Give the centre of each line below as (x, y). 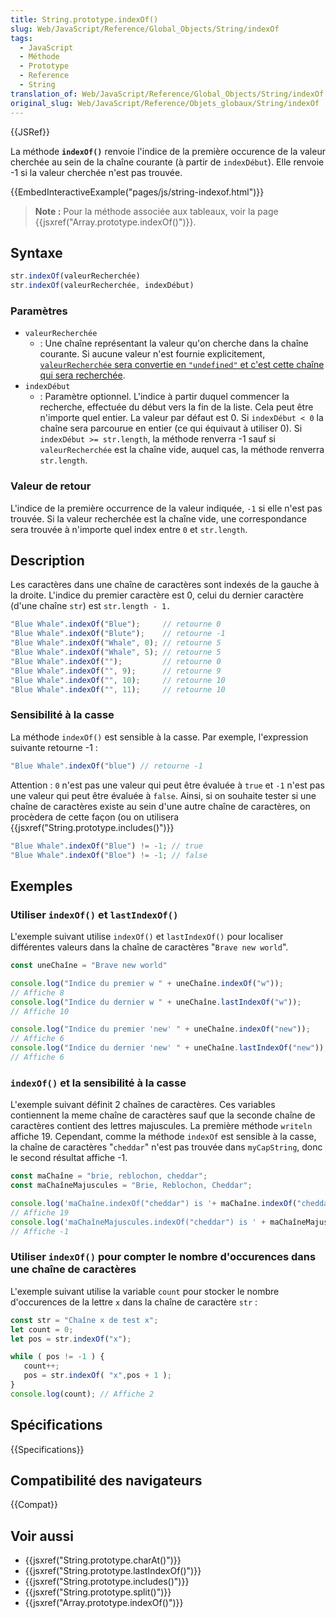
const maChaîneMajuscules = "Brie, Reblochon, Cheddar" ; (131, 1186)
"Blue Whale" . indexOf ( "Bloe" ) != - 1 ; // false (109, 855)
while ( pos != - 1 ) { (57, 1357)
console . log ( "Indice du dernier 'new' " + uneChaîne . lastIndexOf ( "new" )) (167, 1048)
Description (47, 561)
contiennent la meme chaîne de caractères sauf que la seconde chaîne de (163, 1115)
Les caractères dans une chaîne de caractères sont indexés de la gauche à (165, 585)
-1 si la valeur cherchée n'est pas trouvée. (96, 172)
